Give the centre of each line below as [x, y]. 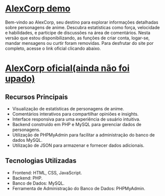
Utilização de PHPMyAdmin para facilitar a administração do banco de [83, 135]
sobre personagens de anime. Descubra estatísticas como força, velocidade [82, 27]
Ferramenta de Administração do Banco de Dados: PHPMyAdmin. [79, 188]
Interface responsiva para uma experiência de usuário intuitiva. [76, 119]
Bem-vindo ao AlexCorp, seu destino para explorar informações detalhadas [82, 22]
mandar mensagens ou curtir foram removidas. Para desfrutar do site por [79, 43]
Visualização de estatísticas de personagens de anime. [68, 108]
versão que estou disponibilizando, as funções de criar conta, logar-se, [78, 38]
